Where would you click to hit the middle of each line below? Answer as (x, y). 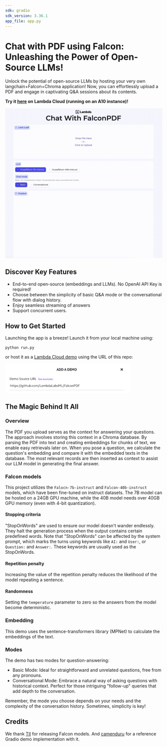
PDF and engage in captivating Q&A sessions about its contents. (71, 92)
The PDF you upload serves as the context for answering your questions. (80, 432)
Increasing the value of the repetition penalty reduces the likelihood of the (81, 575)
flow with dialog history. (37, 300)
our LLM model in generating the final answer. (52, 464)
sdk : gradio (17, 10)
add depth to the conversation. (44, 691)
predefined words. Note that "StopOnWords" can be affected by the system (83, 536)
